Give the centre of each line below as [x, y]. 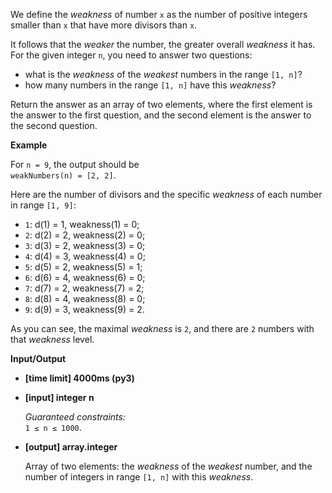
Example [29, 145]
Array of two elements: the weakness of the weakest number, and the [168, 466]
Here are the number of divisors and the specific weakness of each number [166, 194]
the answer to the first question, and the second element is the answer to [161, 115]
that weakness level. [52, 339]
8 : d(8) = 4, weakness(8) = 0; [85, 298]
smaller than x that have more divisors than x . [104, 25]
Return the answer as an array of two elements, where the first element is [161, 104]
